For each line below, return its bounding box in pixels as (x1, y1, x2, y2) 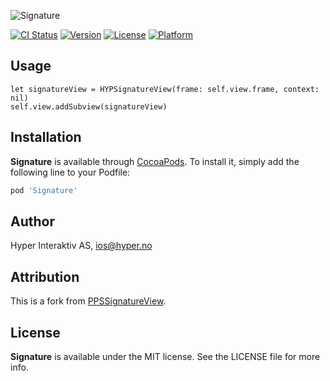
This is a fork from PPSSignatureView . (10, 295, 167, 307)
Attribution (10, 268, 80, 285)
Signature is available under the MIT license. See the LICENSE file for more (10, 350, 321, 362)
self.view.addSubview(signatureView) (10, 101, 168, 112)
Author (10, 213, 55, 230)
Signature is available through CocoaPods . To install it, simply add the (10, 155, 300, 167)
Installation (10, 129, 82, 146)
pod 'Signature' (10, 185, 78, 195)
